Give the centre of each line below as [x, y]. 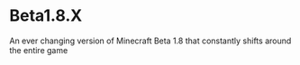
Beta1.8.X [46, 16]
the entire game [39, 50]
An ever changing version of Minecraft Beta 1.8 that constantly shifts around [150, 41]
